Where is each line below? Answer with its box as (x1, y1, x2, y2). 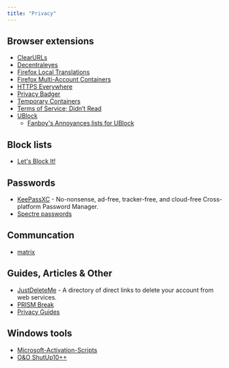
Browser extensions (7, 36, 94, 47)
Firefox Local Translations (16, 68, 90, 76)
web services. (16, 293, 57, 302)
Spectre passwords (16, 210, 72, 218)
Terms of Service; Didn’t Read (16, 104, 102, 113)
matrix (16, 247, 36, 256)
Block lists (7, 138, 53, 151)
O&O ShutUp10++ (16, 353, 67, 361)
